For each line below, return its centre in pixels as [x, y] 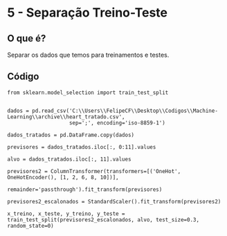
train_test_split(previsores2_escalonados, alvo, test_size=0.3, [103, 219]
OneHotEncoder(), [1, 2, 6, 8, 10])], [63, 177]
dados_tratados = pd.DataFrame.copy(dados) [71, 135]
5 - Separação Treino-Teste [88, 13]
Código [23, 76]
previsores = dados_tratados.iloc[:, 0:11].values [82, 147]
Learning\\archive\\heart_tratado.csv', [66, 117]
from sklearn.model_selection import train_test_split [88, 92]
